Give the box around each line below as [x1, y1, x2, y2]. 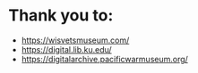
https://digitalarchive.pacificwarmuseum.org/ [21, 53, 189, 64]
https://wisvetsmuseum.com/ [21, 35, 130, 45]
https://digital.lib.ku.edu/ [21, 44, 113, 54]
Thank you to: [8, 5, 114, 26]
